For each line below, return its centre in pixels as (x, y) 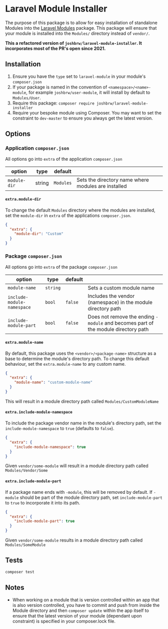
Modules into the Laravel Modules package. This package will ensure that (81, 28)
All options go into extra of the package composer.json (61, 267)
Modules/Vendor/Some (27, 471)
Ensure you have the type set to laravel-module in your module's (79, 76)
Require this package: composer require (53, 103)
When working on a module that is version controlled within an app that (86, 600)
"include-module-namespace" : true (50, 447)
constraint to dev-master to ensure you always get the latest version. (83, 118)
